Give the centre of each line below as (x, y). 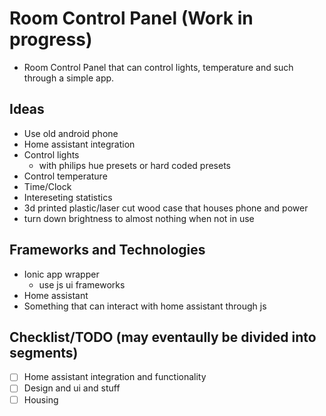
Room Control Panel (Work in (131, 18)
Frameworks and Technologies (107, 250)
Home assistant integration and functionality (115, 377)
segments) (44, 352)
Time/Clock (47, 186)
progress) (51, 39)
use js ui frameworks (82, 284)
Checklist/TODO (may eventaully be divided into (163, 337)
